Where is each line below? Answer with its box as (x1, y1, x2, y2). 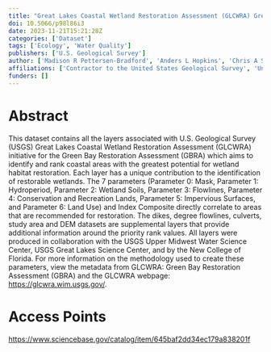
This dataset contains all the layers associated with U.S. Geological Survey (8, 133, 256, 143)
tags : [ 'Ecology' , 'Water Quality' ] (8, 42, 131, 50)
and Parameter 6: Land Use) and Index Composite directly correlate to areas (8, 202, 262, 212)
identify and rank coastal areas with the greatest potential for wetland (8, 159, 240, 169)
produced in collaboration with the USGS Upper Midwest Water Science (8, 236, 248, 246)
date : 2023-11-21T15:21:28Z (8, 27, 103, 35)
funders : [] (8, 72, 48, 80)
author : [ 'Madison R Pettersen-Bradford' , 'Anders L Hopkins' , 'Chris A (8, 57, 258, 65)
